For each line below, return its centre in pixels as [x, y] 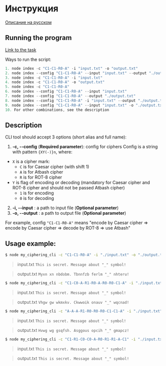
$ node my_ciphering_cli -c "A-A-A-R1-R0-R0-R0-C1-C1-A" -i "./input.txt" [84, 311]
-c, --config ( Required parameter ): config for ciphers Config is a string [85, 147]
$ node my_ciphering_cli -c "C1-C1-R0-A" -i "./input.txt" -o [70, 255]
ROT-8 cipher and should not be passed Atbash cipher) [68, 188]
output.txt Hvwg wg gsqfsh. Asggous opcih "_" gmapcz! [73, 330]
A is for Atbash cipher [41, 172]
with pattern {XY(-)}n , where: [42, 152]
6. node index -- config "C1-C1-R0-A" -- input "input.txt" [66, 91]
